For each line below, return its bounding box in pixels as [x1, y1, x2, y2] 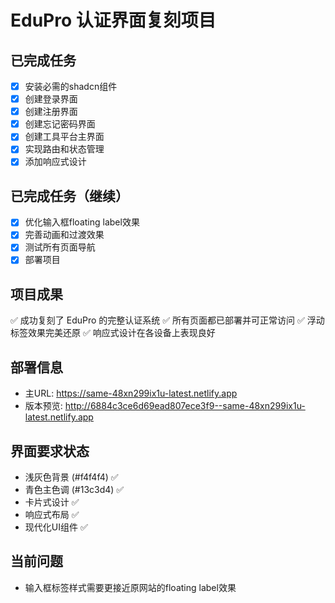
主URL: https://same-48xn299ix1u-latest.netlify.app [24, 387, 238, 400]
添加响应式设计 [24, 156, 87, 168]
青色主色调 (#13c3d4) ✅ [24, 483, 125, 495]
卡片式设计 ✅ [24, 496, 80, 508]
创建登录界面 [24, 93, 78, 105]
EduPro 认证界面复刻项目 [10, 9, 217, 32]
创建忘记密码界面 [24, 118, 96, 130]
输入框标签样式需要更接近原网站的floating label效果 [24, 581, 237, 593]
